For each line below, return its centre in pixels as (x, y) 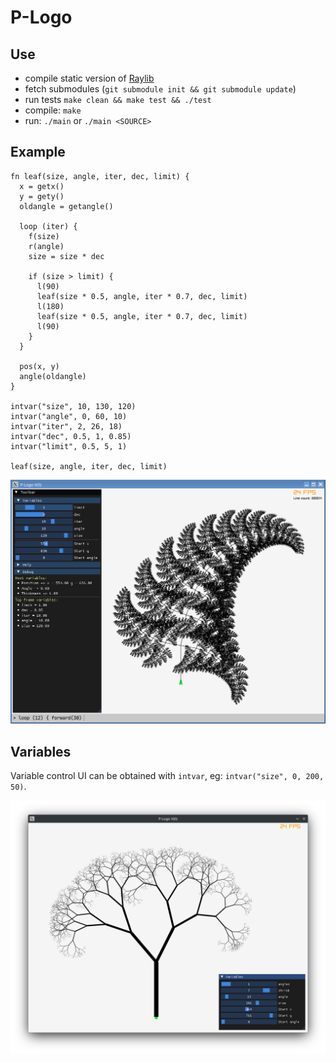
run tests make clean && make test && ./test (118, 99)
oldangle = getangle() (66, 206)
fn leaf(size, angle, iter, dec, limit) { (100, 176)
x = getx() (42, 186)
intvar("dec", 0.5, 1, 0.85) (71, 436)
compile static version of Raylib (89, 78)
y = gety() (42, 196)
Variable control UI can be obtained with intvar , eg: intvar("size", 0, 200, (167, 775)
